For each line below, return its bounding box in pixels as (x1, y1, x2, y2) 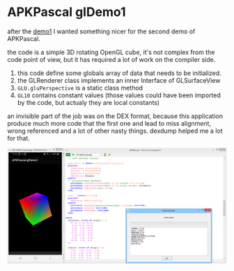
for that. (7, 133, 30, 142)
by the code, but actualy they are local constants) (17, 98, 160, 106)
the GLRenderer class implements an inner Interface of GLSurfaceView (17, 76, 221, 84)
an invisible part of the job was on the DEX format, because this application (7, 112, 224, 120)
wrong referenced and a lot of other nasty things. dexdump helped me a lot (7, 126, 223, 135)
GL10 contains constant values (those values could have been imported (17, 91, 221, 99)
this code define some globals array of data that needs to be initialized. (17, 69, 221, 77)
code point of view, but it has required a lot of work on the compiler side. (7, 55, 216, 63)
